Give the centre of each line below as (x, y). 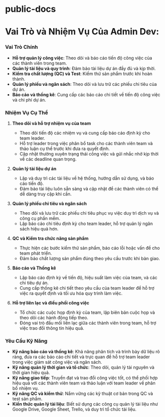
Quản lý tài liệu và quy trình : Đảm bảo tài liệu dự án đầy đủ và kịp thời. (84, 68)
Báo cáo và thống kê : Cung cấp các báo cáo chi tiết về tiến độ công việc (86, 94)
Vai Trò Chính (22, 47)
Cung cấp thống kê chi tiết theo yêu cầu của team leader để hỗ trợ (87, 288)
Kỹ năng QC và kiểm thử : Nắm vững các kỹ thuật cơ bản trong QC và (82, 394)
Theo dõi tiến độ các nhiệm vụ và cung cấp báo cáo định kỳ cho (85, 133)
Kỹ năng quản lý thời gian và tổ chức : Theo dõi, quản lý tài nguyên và (83, 367)
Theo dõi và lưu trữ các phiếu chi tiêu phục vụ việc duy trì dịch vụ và (89, 213)
